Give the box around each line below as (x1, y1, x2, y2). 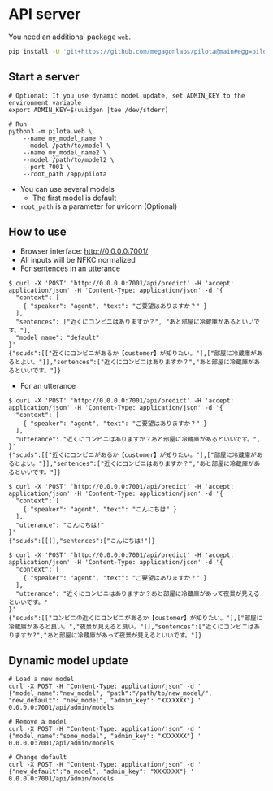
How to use (8, 225, 67, 239)
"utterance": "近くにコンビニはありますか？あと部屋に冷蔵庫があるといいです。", (15, 436, 261, 444)
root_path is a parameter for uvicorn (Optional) (19, 201, 178, 211)
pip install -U (8, 47, 60, 55)
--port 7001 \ (23, 163, 71, 171)
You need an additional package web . (8, 32, 132, 41)
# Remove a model (8, 718, 67, 726)
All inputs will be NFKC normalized (19, 255, 136, 265)
